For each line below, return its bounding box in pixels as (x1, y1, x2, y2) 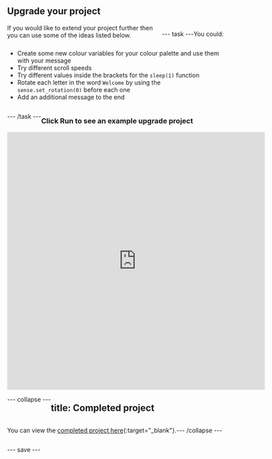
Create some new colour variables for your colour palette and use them (16, 49, 220, 57)
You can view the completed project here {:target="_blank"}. (7, 426, 177, 434)
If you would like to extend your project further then (7, 23, 153, 32)
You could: (193, 30, 224, 38)
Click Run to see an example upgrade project (41, 116, 194, 126)
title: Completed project (50, 402, 155, 414)
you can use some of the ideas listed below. (7, 31, 132, 39)
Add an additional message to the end (16, 93, 125, 101)
